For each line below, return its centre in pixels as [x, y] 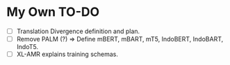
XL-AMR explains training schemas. [67, 54]
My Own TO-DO [53, 12]
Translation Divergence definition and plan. [78, 31]
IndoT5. [27, 47]
